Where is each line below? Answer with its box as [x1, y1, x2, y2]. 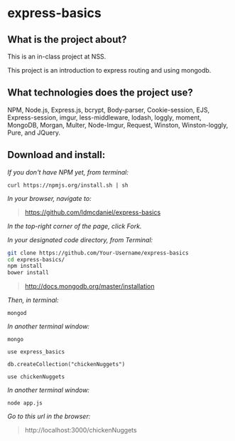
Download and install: [7, 149, 106, 161]
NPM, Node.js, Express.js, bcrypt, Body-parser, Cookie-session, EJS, [7, 105, 210, 114]
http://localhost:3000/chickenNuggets [24, 426, 137, 435]
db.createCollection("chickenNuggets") [7, 361, 126, 368]
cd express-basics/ [7, 256, 65, 263]
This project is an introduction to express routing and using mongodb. [7, 66, 212, 74]
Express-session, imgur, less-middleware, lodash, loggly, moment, [7, 113, 202, 122]
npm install [7, 262, 43, 270]
